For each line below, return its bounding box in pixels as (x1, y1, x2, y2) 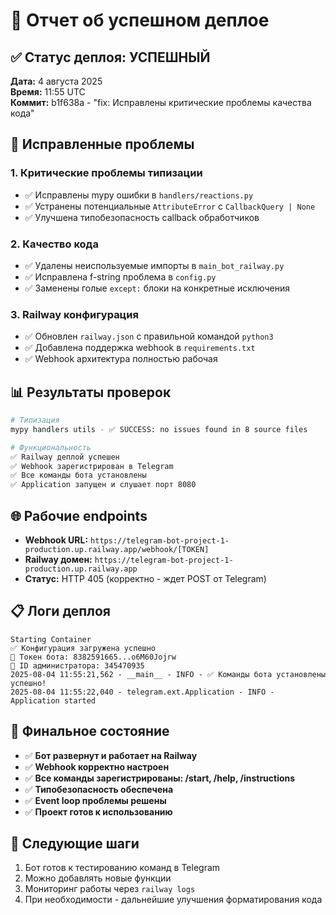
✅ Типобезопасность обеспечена (24, 783, 174, 795)
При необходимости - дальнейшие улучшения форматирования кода (24, 894, 323, 906)
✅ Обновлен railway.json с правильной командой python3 (24, 330, 274, 343)
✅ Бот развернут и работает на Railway (24, 749, 198, 761)
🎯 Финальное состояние (10, 723, 170, 740)
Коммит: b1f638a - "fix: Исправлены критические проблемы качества (10, 97, 312, 108)
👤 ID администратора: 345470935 (10, 660, 145, 671)
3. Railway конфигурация (10, 307, 139, 321)
